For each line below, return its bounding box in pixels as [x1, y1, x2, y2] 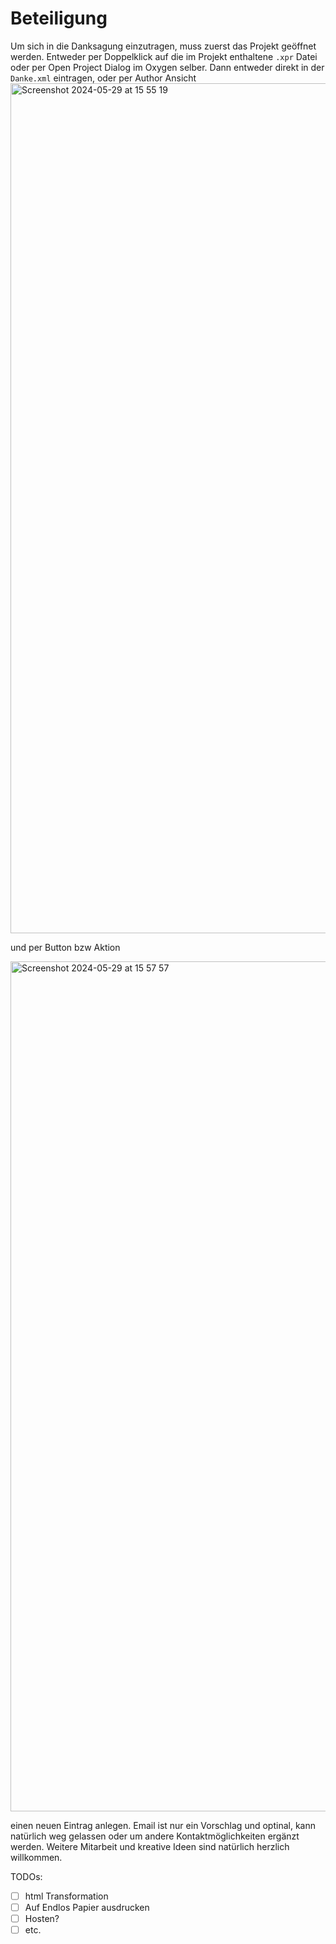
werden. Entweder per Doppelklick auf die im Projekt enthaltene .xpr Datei [10, 50, 318, 62]
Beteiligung [10, 7, 108, 30]
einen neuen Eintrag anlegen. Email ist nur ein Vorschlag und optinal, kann [10, 1819, 316, 1831]
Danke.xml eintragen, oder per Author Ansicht [10, 72, 197, 84]
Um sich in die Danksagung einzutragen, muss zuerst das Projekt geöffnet [10, 40, 317, 52]
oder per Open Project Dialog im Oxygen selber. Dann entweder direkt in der [10, 61, 325, 73]
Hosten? [24, 1913, 60, 1925]
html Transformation [24, 1890, 109, 1902]
